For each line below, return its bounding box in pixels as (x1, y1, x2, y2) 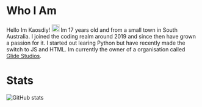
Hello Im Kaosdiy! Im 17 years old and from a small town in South (6, 26, 178, 34)
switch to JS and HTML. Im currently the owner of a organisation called (6, 45, 186, 53)
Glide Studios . (6, 52, 41, 59)
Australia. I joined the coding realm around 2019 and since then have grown (6, 32, 197, 40)
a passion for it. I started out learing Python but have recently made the (6, 39, 186, 46)
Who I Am (6, 4, 57, 18)
